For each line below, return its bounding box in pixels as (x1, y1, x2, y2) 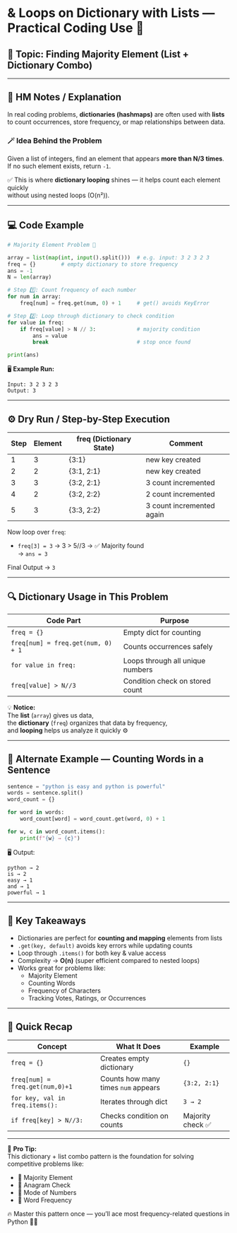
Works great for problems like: (17, 964, 106, 972)
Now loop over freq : (7, 527, 66, 536)
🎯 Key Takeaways (7, 915, 87, 927)
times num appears (99, 1083, 161, 1093)
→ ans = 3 (17, 549, 48, 558)
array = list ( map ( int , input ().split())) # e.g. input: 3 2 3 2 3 (7, 254, 210, 261)
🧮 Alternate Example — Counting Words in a (7, 753, 204, 765)
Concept (37, 1041, 67, 1051)
